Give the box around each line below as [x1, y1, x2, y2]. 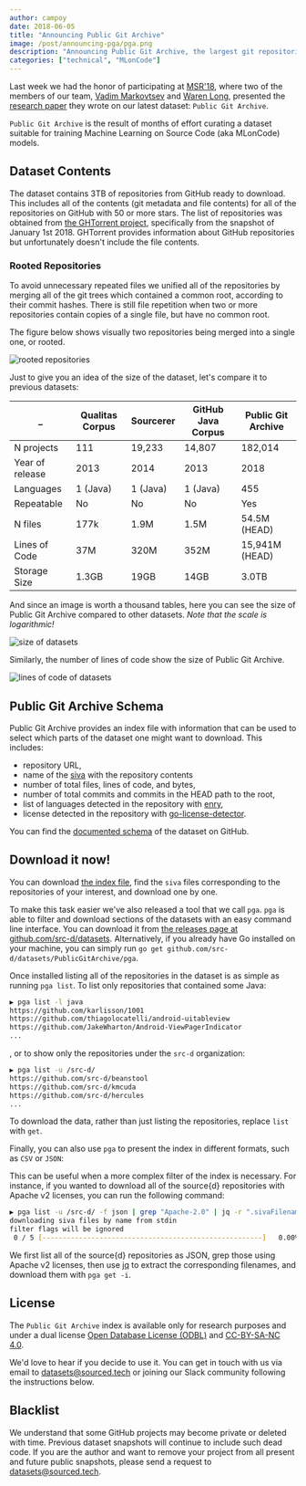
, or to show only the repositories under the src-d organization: [9, 1048, 246, 1059]
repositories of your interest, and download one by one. [9, 886, 219, 897]
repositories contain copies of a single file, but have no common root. [9, 309, 270, 320]
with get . [9, 1125, 43, 1136]
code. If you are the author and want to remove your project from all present [9, 1446, 295, 1457]
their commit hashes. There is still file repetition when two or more [9, 299, 258, 310]
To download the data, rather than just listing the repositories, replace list [9, 1115, 290, 1127]
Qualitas [80, 409, 118, 422]
